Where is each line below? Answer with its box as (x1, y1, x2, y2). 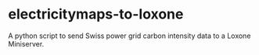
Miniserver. (8, 39, 45, 48)
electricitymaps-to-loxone (8, 5, 184, 23)
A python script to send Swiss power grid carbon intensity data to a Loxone (8, 31, 251, 40)
